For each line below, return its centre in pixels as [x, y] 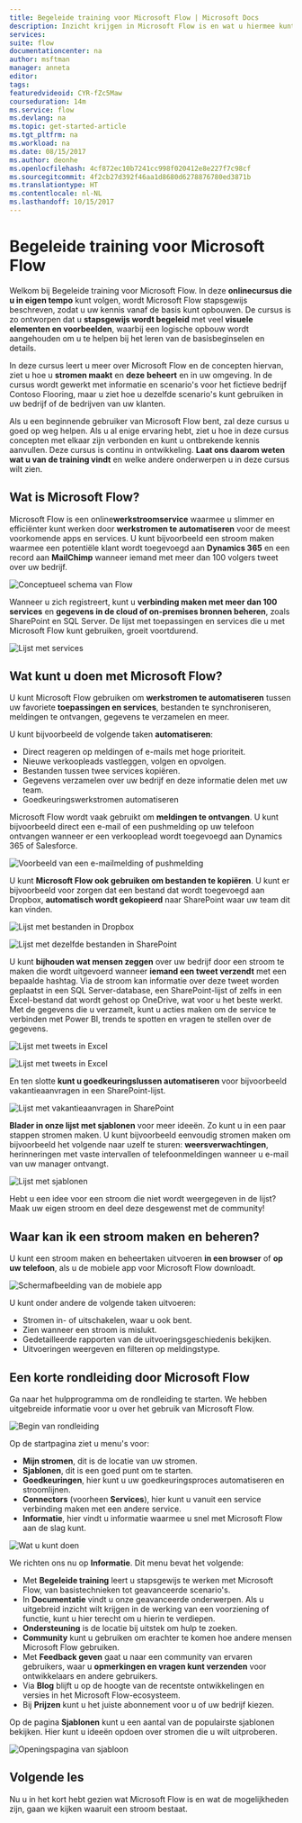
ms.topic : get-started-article [68, 127]
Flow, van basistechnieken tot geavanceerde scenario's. [126, 1590]
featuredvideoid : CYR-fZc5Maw [66, 93]
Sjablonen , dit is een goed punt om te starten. [107, 1471]
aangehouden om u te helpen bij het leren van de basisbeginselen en [137, 338]
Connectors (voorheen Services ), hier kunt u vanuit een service [142, 1500]
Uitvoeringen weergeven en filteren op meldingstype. [121, 1349]
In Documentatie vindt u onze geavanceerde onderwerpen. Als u [143, 1600]
